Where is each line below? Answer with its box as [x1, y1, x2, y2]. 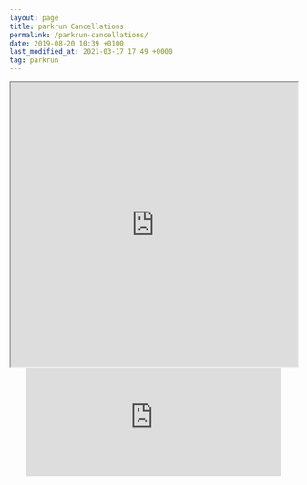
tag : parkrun [9, 56, 59, 65]
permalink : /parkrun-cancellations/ [9, 30, 148, 39]
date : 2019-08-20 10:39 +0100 [9, 38, 125, 48]
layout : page [9, 13, 59, 23]
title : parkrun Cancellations [9, 22, 125, 31]
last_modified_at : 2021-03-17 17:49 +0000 [9, 47, 173, 57]
